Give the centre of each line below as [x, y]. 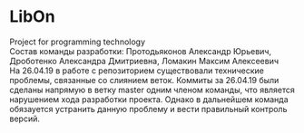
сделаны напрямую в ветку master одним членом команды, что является [152, 90]
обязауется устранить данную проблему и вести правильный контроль [148, 109]
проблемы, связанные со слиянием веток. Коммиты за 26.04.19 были [144, 80]
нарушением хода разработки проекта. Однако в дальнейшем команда [149, 99]
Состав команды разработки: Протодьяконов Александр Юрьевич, [141, 51]
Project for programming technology [78, 42]
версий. [25, 119]
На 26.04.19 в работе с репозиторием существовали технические [137, 71]
